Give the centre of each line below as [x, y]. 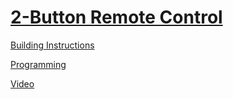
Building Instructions [52, 45]
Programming [38, 64]
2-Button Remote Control [116, 17]
